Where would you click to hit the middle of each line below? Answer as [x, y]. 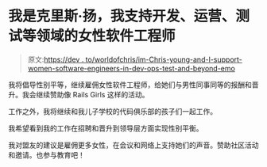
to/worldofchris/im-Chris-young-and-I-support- [164, 59]
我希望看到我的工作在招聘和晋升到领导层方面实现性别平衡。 [106, 128]
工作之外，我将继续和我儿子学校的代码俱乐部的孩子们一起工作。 [112, 111]
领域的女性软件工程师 [106, 36]
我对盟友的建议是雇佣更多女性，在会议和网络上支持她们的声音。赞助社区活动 [133, 145]
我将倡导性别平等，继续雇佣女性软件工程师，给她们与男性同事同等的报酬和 [130, 85]
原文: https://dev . [56, 59]
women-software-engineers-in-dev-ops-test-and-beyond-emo [132, 68]
